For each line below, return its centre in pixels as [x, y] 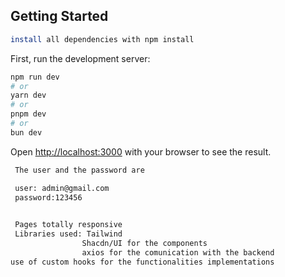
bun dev [26, 132]
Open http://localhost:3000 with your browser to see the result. [141, 151]
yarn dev [28, 95]
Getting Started [59, 16]
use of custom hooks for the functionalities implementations [142, 262]
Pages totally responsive [68, 225]
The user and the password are [79, 170]
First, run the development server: [80, 58]
